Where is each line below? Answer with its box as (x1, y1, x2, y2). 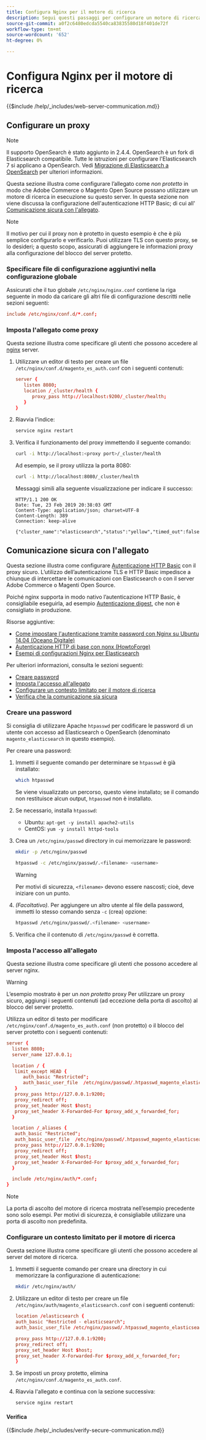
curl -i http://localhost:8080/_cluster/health (15, 473, 139, 480)
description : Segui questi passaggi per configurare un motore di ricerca (6, 15, 202, 21)
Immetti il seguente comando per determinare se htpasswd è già (15, 759, 176, 767)
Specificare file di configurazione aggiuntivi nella (6, 264, 156, 273)
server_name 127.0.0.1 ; (12, 1051, 72, 1058)
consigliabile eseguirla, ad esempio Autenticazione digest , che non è (6, 599, 180, 607)
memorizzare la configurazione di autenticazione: (15, 1272, 141, 1279)
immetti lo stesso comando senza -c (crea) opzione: (15, 908, 147, 915)
